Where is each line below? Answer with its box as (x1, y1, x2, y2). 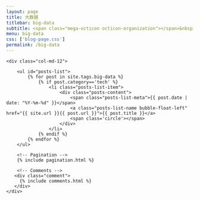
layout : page (6, 8, 39, 15)
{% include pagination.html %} (17, 157, 95, 163)
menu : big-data (6, 31, 44, 37)
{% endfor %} (27, 136, 60, 142)
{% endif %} (37, 131, 68, 137)
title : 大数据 (6, 14, 39, 20)
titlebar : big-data (6, 20, 55, 26)
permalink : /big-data (6, 42, 60, 48)
